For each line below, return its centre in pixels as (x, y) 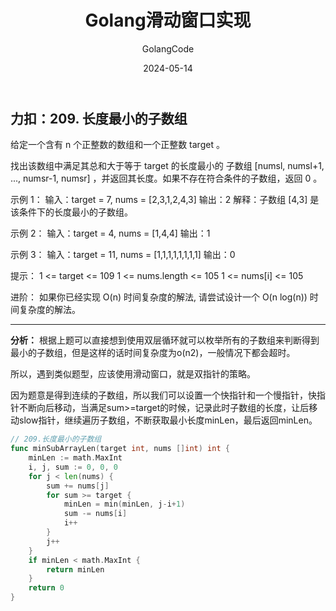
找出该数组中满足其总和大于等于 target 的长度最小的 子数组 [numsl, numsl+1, (167, 166)
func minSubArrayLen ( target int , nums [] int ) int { (120, 449)
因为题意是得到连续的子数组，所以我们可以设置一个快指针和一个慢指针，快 (163, 395)
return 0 (46, 588)
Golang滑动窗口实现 (168, 20)
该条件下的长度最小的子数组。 (71, 212)
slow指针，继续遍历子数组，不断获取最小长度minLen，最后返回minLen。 (168, 420)
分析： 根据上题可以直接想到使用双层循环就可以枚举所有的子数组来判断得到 (165, 340)
